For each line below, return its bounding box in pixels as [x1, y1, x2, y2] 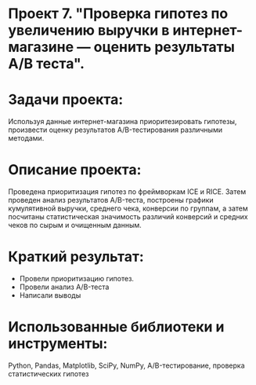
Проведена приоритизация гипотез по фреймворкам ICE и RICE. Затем [8, 187, 247, 196]
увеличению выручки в [8, 21, 170, 39]
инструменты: [8, 335, 108, 353]
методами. [8, 134, 45, 143]
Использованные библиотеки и [8, 318, 225, 336]
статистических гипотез [8, 368, 89, 378]
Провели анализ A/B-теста [19, 282, 110, 291]
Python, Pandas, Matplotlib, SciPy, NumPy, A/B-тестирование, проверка [8, 361, 245, 370]
